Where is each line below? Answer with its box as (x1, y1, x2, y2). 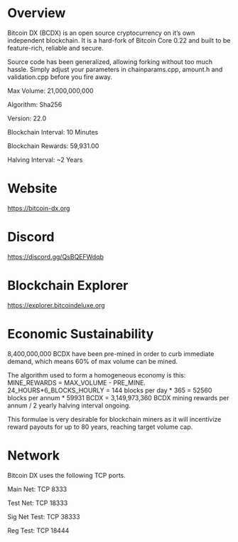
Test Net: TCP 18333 (7, 499, 68, 507)
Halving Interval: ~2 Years (7, 155, 83, 164)
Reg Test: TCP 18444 (7, 526, 70, 535)
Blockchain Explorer (7, 278, 129, 293)
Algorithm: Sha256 (7, 100, 63, 108)
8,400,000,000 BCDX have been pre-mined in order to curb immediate (7, 349, 215, 358)
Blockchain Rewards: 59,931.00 (7, 141, 99, 150)
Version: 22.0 (7, 114, 47, 123)
